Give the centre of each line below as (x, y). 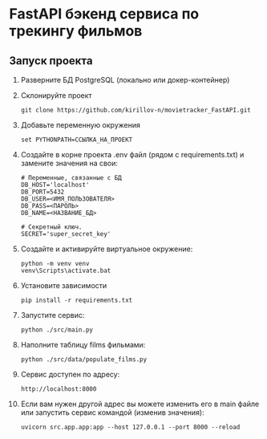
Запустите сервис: (53, 315)
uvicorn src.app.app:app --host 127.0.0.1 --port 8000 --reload (130, 427)
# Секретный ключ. (51, 227)
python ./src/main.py (57, 330)
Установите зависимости (64, 285)
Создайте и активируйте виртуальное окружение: (107, 249)
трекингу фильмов (76, 31)
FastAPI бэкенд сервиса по (104, 14)
